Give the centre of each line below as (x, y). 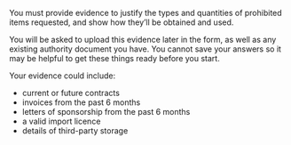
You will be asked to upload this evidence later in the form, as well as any (143, 40)
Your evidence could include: (63, 76)
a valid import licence (61, 121)
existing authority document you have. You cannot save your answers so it (145, 49)
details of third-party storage (75, 131)
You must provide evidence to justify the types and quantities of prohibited (145, 13)
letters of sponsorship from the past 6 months (106, 112)
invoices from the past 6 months (81, 102)
